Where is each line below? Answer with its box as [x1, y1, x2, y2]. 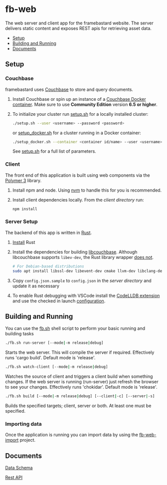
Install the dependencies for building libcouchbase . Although [12, 248, 138, 255]
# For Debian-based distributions [12, 263, 84, 269]
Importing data [5, 420, 42, 427]
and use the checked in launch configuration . [12, 298, 106, 304]
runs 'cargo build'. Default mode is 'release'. [5, 355, 96, 361]
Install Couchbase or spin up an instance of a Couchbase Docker [12, 96, 146, 102]
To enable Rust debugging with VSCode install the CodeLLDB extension [12, 292, 160, 298]
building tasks [5, 331, 34, 337]
